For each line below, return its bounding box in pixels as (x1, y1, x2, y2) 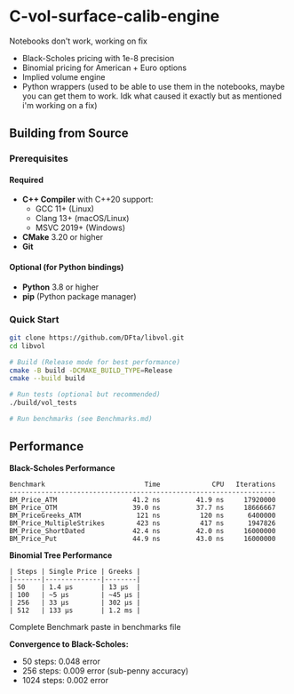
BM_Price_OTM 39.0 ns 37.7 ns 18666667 (9, 503, 276, 512)
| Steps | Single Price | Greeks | (9, 567, 141, 576)
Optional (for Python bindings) (9, 262, 124, 273)
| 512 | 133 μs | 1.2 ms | (9, 606, 141, 615)
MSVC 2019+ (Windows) (35, 222, 126, 233)
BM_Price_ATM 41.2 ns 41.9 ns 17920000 (9, 495, 276, 504)
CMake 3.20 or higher (21, 232, 104, 243)
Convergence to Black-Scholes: (9, 638, 129, 650)
